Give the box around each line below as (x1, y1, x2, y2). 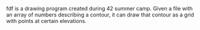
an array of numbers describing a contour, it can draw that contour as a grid (6, 11, 194, 18)
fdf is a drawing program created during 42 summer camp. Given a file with (6, 5, 193, 12)
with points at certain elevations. (6, 18, 87, 24)
